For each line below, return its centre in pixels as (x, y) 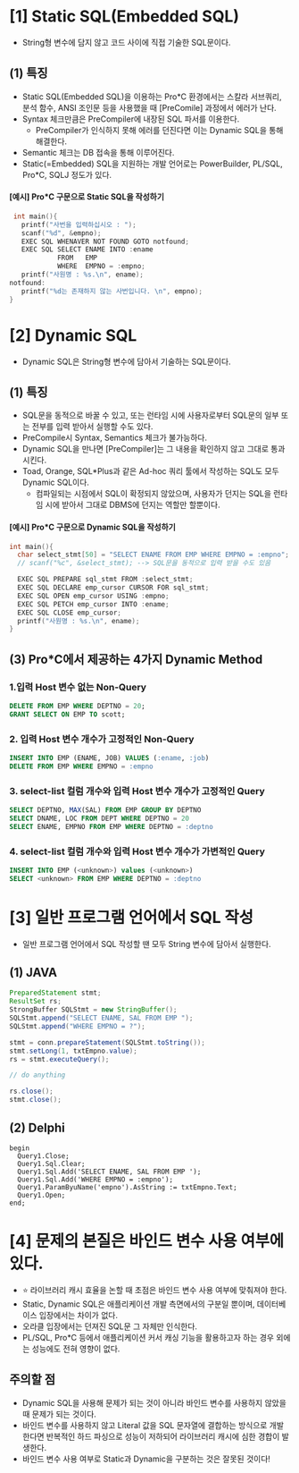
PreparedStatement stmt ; (55, 993)
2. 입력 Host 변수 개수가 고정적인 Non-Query (102, 739)
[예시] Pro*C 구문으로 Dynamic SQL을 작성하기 (92, 527)
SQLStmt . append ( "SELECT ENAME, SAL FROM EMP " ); (101, 1018)
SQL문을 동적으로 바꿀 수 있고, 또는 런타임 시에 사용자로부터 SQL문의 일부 (150, 415)
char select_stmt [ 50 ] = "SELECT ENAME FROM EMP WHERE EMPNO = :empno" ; (154, 555)
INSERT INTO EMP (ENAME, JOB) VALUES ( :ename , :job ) (109, 758)
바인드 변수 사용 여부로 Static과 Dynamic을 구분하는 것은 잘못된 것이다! (146, 1459)
